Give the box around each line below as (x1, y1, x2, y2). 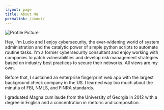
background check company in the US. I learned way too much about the (5, 80, 153, 86)
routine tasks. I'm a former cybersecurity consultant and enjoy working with (5, 49, 159, 55)
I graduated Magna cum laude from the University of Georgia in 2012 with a (5, 94, 158, 100)
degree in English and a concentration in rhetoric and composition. (5, 100, 140, 106)
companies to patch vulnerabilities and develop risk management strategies (5, 55, 159, 61)
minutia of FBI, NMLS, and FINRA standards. (5, 85, 95, 91)
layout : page (5, 7, 32, 12)
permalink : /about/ (5, 16, 45, 21)
